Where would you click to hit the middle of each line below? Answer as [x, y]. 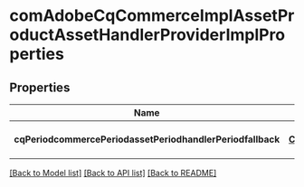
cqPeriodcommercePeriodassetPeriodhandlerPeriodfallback [147, 139]
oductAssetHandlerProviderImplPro [147, 35]
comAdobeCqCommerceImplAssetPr [152, 16]
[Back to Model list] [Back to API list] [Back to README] [113, 173]
